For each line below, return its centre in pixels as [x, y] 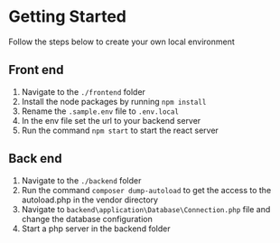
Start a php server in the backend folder [96, 229]
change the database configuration [87, 219]
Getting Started [68, 17]
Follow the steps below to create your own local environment [122, 42]
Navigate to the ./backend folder [81, 180]
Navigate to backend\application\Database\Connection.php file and [146, 209]
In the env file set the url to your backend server [111, 120]
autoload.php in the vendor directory [90, 200]
